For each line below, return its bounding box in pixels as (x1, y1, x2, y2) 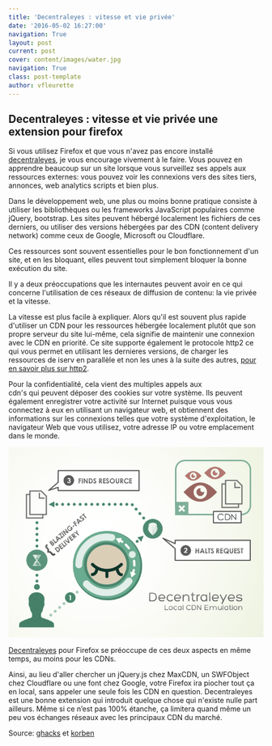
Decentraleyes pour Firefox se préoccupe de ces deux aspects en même (8, 645, 251, 655)
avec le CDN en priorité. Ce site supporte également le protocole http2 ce (8, 338, 254, 348)
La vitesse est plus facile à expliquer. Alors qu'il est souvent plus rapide (8, 312, 247, 322)
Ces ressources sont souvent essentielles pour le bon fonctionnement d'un (8, 247, 259, 256)
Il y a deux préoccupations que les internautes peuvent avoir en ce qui (8, 279, 243, 289)
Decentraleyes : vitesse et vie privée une (8, 112, 219, 126)
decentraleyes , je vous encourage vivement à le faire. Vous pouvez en (8, 155, 243, 165)
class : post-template (8, 73, 82, 81)
